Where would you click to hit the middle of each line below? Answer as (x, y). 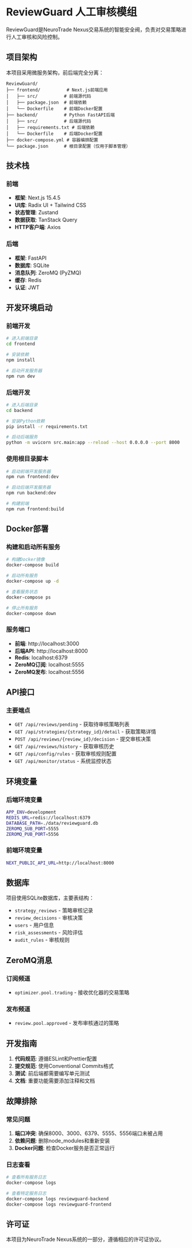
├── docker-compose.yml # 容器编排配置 (52, 140)
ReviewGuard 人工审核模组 (72, 12)
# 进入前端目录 (22, 338)
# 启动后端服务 (22, 437)
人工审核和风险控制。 (37, 36)
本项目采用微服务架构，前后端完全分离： (55, 72)
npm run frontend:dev (33, 477)
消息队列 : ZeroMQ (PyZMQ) (48, 273)
